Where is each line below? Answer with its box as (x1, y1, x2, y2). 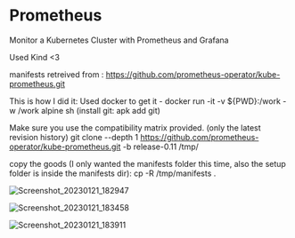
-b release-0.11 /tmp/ (122, 141, 199, 152)
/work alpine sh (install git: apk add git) (17, 105, 160, 115)
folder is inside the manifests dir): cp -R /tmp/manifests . (9, 168, 217, 178)
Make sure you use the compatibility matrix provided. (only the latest (9, 122, 261, 133)
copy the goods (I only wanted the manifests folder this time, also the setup (9, 158, 287, 169)
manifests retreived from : (9, 68, 104, 80)
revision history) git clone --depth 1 (9, 131, 139, 142)
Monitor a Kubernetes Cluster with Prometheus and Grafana (9, 35, 229, 45)
